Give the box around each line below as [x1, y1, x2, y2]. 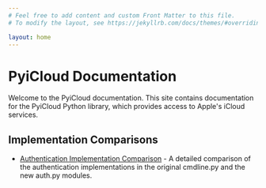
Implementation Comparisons [8, 133, 158, 146]
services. [8, 110, 38, 119]
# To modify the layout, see [8, 19, 104, 27]
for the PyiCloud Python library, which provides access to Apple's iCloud [8, 102, 245, 111]
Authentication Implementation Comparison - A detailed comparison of [19, 154, 252, 164]
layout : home [8, 33, 51, 41]
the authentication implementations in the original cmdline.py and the [19, 163, 245, 172]
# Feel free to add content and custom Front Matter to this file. [8, 11, 236, 20]
